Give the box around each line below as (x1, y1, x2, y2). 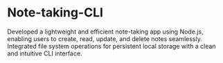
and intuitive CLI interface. (7, 49, 82, 58)
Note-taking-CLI (7, 5, 104, 21)
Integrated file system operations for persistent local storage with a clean (7, 42, 216, 50)
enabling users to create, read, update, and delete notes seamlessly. (7, 34, 202, 42)
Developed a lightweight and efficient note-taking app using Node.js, (7, 27, 204, 36)
